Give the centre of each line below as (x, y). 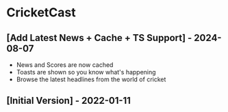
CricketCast (41, 13)
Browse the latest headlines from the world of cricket (91, 79)
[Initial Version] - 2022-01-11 (69, 101)
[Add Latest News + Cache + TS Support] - (99, 38)
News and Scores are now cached (65, 65)
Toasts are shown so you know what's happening (86, 72)
